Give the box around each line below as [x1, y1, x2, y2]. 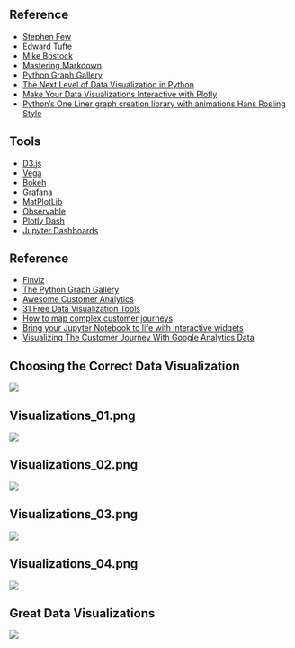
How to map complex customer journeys [22, 313, 174, 324]
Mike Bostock [22, 50, 74, 61]
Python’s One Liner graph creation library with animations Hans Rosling [22, 98, 286, 109]
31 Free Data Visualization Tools [22, 304, 141, 315]
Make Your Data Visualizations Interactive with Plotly [22, 88, 218, 99]
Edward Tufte [22, 41, 73, 51]
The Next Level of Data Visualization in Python [22, 78, 195, 89]
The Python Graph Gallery [22, 284, 120, 296]
